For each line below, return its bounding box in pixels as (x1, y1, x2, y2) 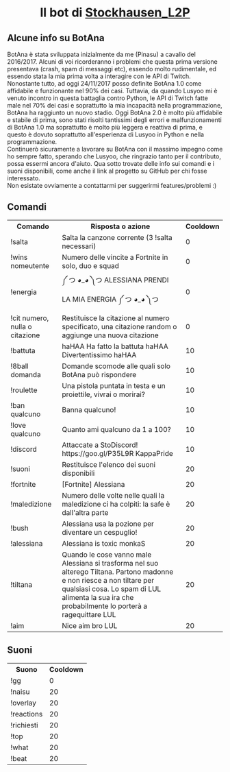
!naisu (10, 687, 30, 697)
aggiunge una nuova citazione (62, 330, 159, 340)
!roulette (10, 385, 38, 395)
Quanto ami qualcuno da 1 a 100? (62, 424, 171, 434)
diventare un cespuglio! (62, 527, 138, 537)
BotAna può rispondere (62, 370, 137, 379)
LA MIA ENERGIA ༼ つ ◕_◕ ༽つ (62, 294, 159, 304)
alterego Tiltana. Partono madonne (62, 567, 174, 577)
